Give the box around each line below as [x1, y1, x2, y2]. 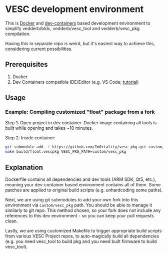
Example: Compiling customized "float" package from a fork [5, 109, 155, 116]
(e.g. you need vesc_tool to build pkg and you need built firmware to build [5, 238, 157, 244]
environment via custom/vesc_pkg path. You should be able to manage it [5, 202, 152, 208]
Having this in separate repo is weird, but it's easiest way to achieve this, [5, 40, 155, 46]
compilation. [5, 31, 31, 37]
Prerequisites [5, 60, 48, 69]
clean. [5, 218, 18, 224]
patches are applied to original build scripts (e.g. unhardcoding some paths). [5, 187, 163, 193]
